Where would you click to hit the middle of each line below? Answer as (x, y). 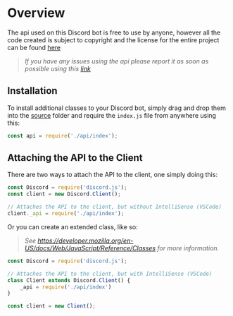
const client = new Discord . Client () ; (64, 194)
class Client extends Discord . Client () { (69, 280)
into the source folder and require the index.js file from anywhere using (112, 115)
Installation (32, 91)
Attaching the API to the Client (75, 158)
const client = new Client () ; (52, 306)
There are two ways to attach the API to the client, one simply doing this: (113, 175)
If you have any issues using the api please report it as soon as (116, 61)
